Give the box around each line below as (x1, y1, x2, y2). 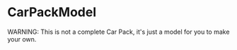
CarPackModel (7, 4, 97, 20)
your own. (7, 35, 37, 43)
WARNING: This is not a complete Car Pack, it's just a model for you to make (7, 27, 230, 36)
